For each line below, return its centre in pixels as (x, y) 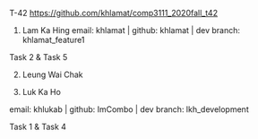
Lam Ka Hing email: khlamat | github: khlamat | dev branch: (131, 30)
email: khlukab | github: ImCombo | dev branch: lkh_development (129, 109)
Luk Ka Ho (41, 92)
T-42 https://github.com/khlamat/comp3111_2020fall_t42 (113, 13)
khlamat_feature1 (53, 40)
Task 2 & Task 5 (39, 57)
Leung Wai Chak (52, 74)
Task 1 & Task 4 (38, 126)
